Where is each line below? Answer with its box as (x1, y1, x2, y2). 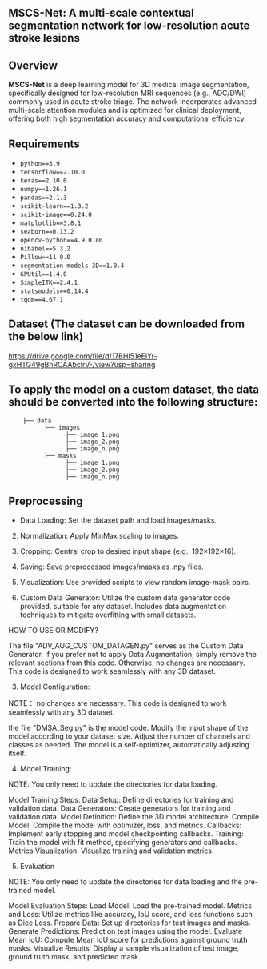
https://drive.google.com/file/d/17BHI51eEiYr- (8, 351, 157, 361)
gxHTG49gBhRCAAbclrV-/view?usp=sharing (8, 359, 156, 369)
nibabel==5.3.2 (19, 245, 71, 253)
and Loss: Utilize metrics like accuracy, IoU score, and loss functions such (8, 910, 253, 919)
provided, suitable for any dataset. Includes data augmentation (19, 602, 227, 611)
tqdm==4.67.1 (19, 296, 64, 304)
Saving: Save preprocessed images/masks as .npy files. (19, 562, 204, 571)
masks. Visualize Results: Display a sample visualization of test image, (8, 943, 240, 953)
